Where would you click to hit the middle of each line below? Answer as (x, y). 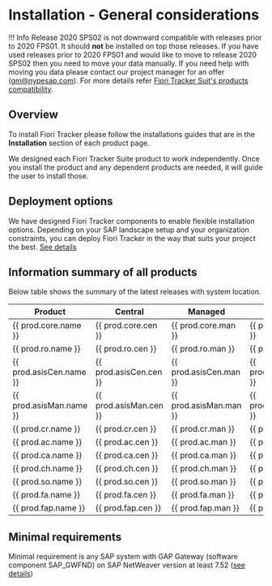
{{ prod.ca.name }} (47, 455)
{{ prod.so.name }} (47, 482)
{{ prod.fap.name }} (49, 508)
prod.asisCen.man (206, 373)
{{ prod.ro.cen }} (126, 349)
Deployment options (61, 202)
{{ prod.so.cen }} (127, 482)
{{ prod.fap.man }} (206, 508)
